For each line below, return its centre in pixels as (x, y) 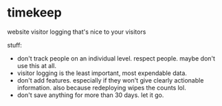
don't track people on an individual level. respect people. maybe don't (116, 58)
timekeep (34, 13)
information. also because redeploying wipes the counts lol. (102, 87)
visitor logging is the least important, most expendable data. (102, 73)
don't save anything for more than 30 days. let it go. (90, 95)
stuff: (15, 45)
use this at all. (37, 65)
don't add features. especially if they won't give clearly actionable (110, 80)
